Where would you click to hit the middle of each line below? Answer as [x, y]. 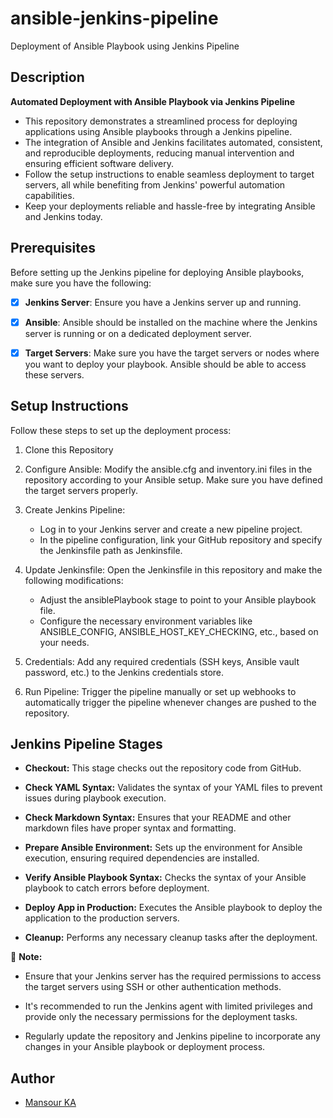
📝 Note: [26, 957]
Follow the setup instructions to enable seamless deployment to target [169, 174]
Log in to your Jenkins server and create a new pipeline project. [171, 529]
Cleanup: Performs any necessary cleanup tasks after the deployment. [171, 938]
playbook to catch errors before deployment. [117, 888]
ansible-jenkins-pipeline [114, 18]
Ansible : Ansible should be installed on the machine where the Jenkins [171, 322]
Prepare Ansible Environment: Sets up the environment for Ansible [163, 848]
